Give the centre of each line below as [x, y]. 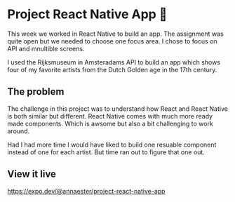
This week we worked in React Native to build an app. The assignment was [115, 34]
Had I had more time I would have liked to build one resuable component [112, 144]
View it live [32, 174]
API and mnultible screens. [46, 48]
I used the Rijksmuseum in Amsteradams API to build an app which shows [114, 62]
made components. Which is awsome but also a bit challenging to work [110, 123]
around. [19, 131]
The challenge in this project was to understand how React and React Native [117, 109]
